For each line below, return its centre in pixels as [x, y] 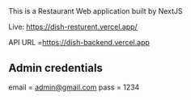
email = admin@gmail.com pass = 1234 [74, 87]
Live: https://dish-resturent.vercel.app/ [73, 27]
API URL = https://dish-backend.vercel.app [79, 43]
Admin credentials [56, 68]
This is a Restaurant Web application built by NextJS [96, 11]
